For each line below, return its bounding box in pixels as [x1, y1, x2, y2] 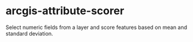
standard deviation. [5, 30, 53, 37]
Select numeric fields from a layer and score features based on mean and [5, 24, 188, 31]
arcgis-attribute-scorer [5, 4, 125, 18]
